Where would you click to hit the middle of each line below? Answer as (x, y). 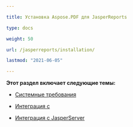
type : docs (20, 28)
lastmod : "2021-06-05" (34, 61)
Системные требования (46, 94)
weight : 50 (20, 39)
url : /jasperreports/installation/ (51, 50)
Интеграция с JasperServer (50, 118)
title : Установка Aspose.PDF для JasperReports (67, 17)
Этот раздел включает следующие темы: (61, 83)
